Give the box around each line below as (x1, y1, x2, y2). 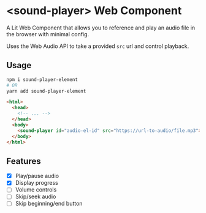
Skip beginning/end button (15, 200, 83, 207)
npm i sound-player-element (6, 76, 78, 83)
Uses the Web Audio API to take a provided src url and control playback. (6, 42, 189, 50)
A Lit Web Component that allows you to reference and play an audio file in (6, 24, 196, 31)
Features (6, 156, 41, 166)
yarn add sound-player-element (6, 88, 86, 94)
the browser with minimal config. (6, 30, 90, 37)
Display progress (15, 179, 58, 187)
